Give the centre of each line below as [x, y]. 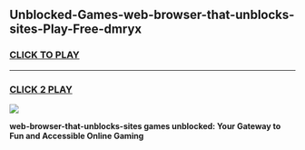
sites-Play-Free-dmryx [76, 30]
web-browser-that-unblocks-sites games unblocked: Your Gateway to [145, 125]
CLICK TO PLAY [44, 55]
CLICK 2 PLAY [41, 89]
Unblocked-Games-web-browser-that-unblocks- [152, 15]
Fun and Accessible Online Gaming [77, 135]
